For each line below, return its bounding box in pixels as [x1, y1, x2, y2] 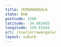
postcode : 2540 [5, 16, 37, 21]
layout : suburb [5, 35, 37, 40]
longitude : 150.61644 [5, 25, 50, 30]
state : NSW [5, 12, 28, 17]
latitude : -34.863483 [5, 21, 50, 26]
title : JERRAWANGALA [5, 7, 48, 12]
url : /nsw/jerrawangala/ [5, 30, 57, 35]
